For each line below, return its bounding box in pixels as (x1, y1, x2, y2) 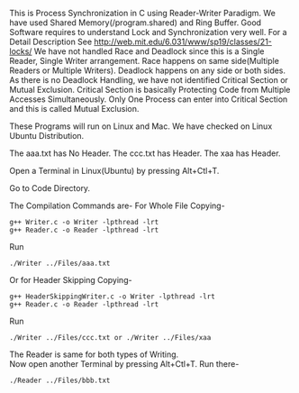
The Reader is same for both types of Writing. (9, 349, 179, 360)
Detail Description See (9, 36, 93, 47)
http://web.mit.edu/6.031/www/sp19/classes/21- (94, 36, 273, 47)
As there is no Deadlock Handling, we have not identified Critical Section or (9, 75, 288, 85)
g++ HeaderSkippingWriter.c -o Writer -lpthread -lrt (9, 292, 216, 301)
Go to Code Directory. (9, 183, 91, 193)
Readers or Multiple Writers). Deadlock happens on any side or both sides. (9, 65, 286, 76)
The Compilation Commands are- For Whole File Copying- (9, 200, 225, 211)
